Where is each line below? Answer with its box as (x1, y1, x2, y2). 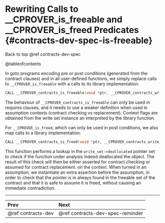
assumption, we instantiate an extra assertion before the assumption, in (5, 169, 150, 175)
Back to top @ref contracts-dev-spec (5, 51, 81, 57)
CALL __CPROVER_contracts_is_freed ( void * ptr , (5, 139, 102, 144)
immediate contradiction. (5, 185, 55, 191)
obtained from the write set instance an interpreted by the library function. (5, 115, 156, 121)
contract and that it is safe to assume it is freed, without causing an (5, 180, 141, 186)
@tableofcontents (5, 61, 41, 67)
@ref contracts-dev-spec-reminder (58, 210, 143, 217)
